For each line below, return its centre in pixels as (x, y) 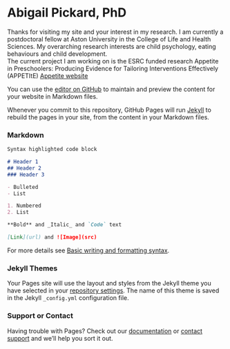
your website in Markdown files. (52, 96)
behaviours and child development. (57, 54)
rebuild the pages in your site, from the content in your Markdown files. (108, 117)
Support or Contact (40, 316)
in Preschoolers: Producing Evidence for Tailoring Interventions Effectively (113, 68)
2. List (18, 212)
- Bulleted (23, 187)
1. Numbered (24, 206)
